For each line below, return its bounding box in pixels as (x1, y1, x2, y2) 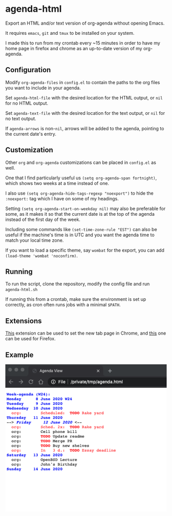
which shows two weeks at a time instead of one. (5, 180, 109, 186)
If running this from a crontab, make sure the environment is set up (5, 296, 146, 302)
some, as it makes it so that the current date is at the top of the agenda (5, 211, 155, 217)
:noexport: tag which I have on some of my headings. (5, 195, 119, 201)
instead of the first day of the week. (5, 216, 81, 222)
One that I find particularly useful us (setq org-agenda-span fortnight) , (5, 175, 157, 181)
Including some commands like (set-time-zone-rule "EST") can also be (5, 226, 157, 232)
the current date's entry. (5, 131, 56, 137)
